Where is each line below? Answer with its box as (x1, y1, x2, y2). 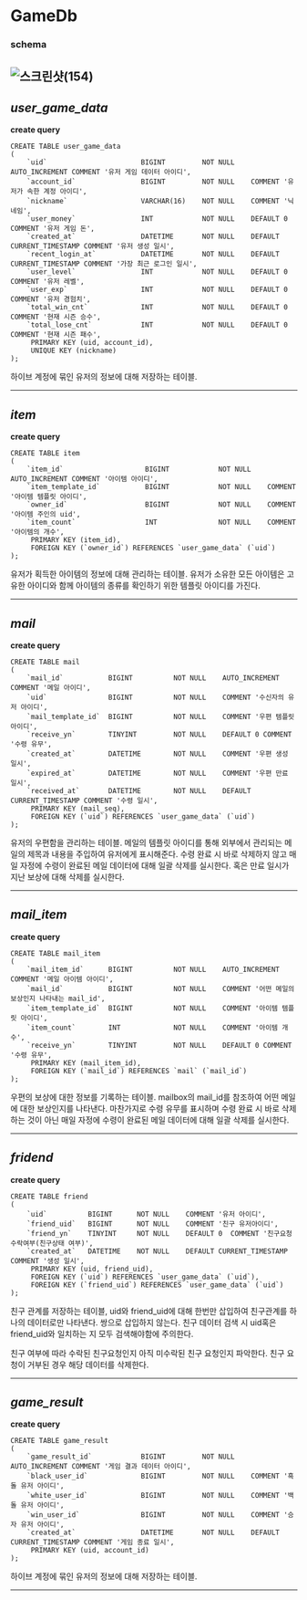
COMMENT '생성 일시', (10, 1256, 85, 1265)
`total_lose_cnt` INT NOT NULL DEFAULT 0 (26, 320, 288, 329)
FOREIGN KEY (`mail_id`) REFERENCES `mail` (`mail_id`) (30, 1066, 248, 1075)
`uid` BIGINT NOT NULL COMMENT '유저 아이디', (26, 1209, 267, 1218)
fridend (10, 1150, 54, 1166)
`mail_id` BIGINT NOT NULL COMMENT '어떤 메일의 (26, 984, 295, 993)
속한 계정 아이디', (26, 187, 87, 196)
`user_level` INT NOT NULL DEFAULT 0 (26, 267, 288, 277)
